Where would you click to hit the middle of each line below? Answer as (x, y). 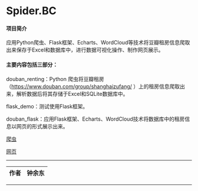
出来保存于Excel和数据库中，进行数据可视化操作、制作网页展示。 (85, 50)
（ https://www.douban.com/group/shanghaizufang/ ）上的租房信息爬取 (93, 86)
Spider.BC (32, 11)
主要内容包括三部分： (32, 64)
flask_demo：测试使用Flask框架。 (47, 106)
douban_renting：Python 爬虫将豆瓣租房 (55, 79)
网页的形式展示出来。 (42, 126)
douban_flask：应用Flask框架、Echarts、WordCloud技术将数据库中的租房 (95, 119)
